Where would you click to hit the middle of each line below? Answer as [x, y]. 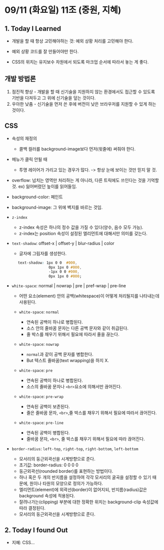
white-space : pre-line [41, 423]
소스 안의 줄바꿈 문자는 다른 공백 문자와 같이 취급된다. [77, 328]
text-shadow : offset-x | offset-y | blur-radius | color [63, 243]
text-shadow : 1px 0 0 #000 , [47, 263]
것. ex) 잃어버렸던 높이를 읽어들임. [44, 186]
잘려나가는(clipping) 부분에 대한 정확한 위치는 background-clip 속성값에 [89, 502]
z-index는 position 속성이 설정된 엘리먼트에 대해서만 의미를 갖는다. [83, 233]
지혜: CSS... [23, 542]
